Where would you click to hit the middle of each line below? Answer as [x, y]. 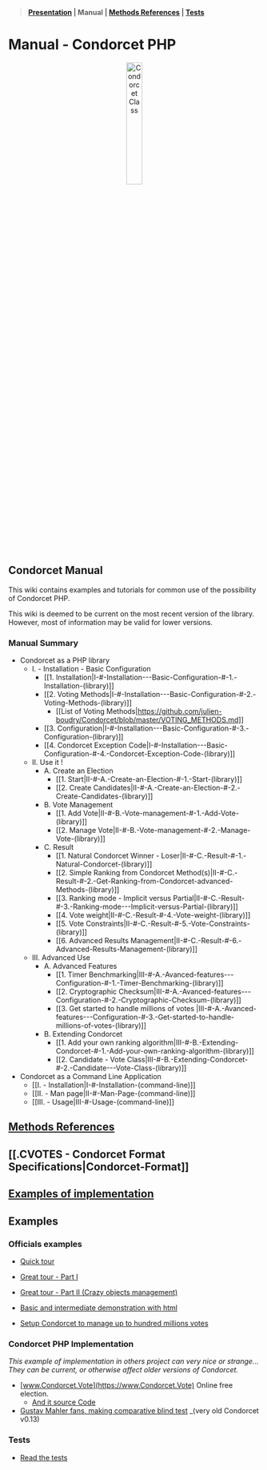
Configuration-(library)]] [84, 737]
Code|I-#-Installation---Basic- [178, 745]
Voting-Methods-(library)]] [88, 703]
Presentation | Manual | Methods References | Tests [116, 12]
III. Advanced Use [61, 958]
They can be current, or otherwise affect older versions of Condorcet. [123, 1370]
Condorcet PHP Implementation [71, 1344]
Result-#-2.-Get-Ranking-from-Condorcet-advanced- [144, 881]
